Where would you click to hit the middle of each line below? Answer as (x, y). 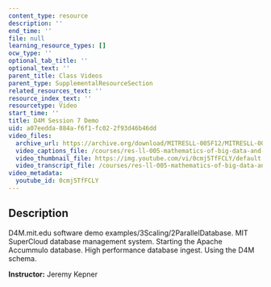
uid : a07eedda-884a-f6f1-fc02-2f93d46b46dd (83, 128)
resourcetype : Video (43, 106)
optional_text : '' (39, 69)
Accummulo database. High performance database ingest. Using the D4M (131, 250)
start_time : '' (34, 114)
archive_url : (38, 143)
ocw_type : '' (30, 53)
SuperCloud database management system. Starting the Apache (116, 241)
